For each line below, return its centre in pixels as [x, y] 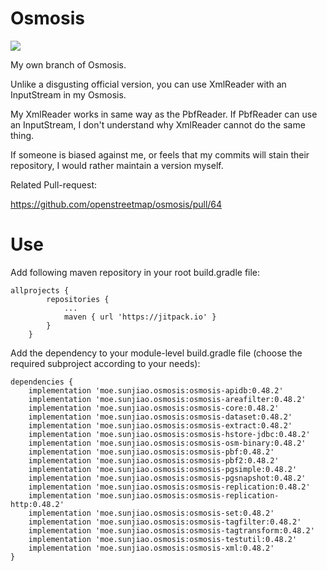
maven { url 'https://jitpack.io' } [140, 317]
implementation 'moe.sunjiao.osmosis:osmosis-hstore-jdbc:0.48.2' [169, 434]
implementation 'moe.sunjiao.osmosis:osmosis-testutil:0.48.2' [163, 539]
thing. [22, 135]
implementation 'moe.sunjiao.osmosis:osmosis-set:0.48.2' [151, 513]
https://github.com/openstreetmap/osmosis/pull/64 [116, 204]
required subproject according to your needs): [105, 363]
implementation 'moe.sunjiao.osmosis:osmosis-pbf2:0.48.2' [154, 460]
